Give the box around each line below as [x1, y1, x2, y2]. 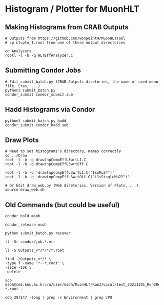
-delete [5, 269, 21, 275]
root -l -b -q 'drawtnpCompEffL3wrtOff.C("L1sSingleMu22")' [5, 175, 130, 180]
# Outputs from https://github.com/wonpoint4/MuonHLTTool [5, 36, 125, 41]
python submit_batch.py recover [5, 231, 71, 236]
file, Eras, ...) [5, 83, 41, 89]
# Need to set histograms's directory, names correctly [5, 149, 121, 154]
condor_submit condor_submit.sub [5, 92, 73, 97]
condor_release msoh [5, 222, 47, 227]
